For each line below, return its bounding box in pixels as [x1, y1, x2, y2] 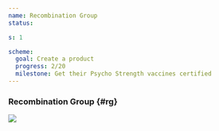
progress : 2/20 [15, 63, 66, 71]
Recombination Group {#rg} [8, 96, 118, 107]
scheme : [8, 48, 34, 56]
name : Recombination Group [8, 11, 98, 20]
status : [8, 19, 34, 27]
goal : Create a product [15, 55, 94, 64]
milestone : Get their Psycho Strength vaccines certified [15, 70, 213, 78]
